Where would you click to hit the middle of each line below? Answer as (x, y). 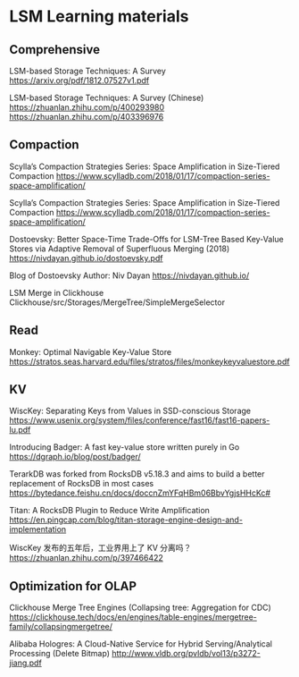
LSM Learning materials (99, 17)
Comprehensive (55, 50)
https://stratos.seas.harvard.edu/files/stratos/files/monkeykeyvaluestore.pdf (149, 361)
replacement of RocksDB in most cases (82, 484)
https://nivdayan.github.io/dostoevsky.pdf (86, 258)
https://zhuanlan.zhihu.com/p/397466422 (86, 558)
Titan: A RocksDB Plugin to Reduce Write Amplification (109, 511)
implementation (38, 529)
